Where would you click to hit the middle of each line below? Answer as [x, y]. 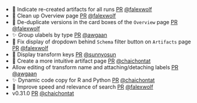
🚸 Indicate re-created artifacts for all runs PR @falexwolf [82, 9]
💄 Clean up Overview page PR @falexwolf [64, 16]
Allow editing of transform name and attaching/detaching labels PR [95, 67]
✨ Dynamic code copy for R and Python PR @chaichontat [83, 80]
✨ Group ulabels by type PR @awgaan [59, 35]
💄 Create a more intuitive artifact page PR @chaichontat [81, 61]
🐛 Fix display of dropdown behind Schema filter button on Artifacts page [102, 42]
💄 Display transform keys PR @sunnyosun [64, 55]
